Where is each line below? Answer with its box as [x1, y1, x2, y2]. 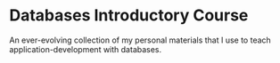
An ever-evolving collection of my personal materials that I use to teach [9, 35, 272, 45]
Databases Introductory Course [9, 5, 249, 26]
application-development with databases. [9, 43, 162, 54]
